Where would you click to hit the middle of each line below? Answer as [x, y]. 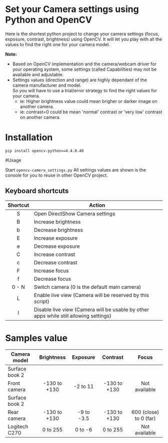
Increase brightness [57, 222]
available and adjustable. [38, 74]
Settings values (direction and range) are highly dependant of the [80, 80]
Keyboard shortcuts [37, 191]
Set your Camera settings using [72, 9]
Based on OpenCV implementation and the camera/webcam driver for [84, 64]
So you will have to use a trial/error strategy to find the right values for [85, 90]
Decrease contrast [56, 262]
